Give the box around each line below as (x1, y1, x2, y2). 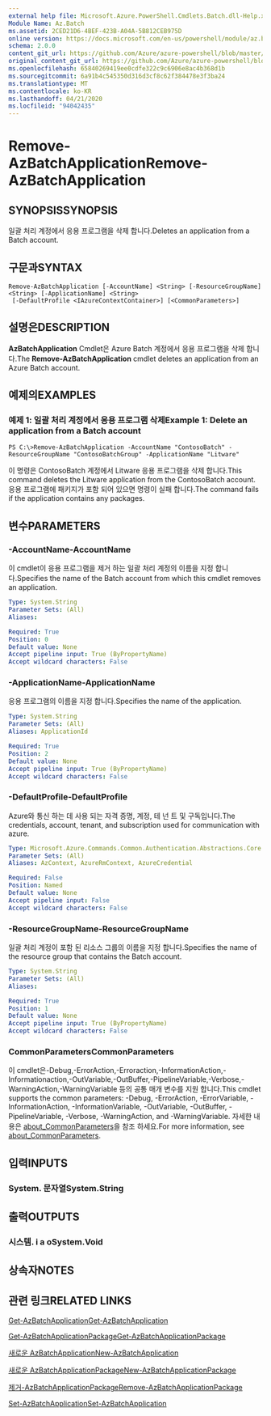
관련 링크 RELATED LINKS (8, 1294, 131, 1308)
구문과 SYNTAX (8, 261, 83, 274)
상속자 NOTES (8, 1264, 75, 1278)
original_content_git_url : (8, 57, 99, 66)
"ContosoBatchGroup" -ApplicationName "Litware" (73, 451, 240, 459)
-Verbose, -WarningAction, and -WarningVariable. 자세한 (65, 1112, 252, 1121)
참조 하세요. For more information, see (122, 1121, 244, 1131)
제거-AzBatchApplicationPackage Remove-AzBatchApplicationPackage (8, 1383, 244, 1393)
